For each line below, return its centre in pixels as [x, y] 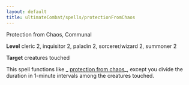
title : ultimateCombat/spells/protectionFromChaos [71, 17]
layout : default [26, 12]
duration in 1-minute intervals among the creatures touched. [80, 75]
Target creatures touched [38, 57]
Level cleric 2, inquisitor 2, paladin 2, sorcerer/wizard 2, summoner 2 [91, 46]
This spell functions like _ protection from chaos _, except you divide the [94, 69]
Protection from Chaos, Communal [49, 34]
